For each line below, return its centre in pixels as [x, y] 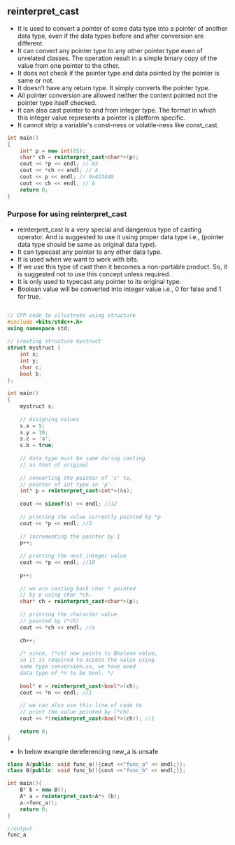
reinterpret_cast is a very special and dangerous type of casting [109, 229]
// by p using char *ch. [56, 595]
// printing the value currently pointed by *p [90, 517]
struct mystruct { [34, 348]
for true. [29, 296]
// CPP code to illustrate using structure [72, 315]
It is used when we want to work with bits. [78, 259]
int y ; [29, 361]
